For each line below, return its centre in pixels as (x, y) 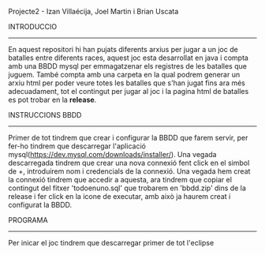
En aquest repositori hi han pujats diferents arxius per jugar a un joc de (123, 49)
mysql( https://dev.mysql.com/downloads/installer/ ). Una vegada (112, 154)
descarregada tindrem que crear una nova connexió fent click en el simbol (129, 163)
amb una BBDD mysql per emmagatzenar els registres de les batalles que (127, 66)
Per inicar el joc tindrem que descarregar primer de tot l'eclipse (111, 243)
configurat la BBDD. (40, 205)
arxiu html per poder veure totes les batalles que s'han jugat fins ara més (127, 83)
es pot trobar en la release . (52, 99)
